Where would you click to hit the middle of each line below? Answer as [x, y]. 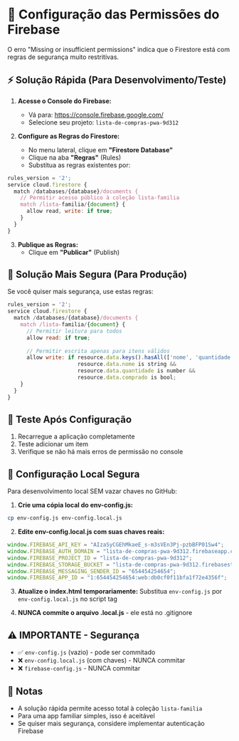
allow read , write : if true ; [69, 211]
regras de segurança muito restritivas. [63, 57]
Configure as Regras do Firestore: [69, 136]
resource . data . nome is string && [127, 364]
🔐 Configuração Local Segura [74, 474]
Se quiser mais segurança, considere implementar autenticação [111, 723]
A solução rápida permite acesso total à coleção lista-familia [110, 708]
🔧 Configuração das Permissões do [113, 15]
